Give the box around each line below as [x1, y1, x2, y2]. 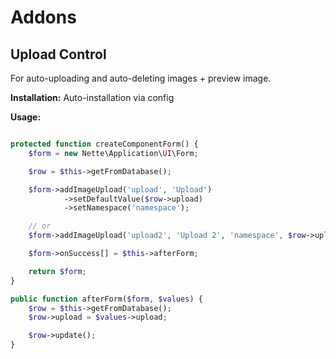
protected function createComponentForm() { [10, 139, 199, 149]
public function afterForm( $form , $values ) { [10, 294, 203, 304]
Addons [10, 6, 77, 29]
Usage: [10, 111, 42, 123]
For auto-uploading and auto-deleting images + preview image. [10, 72, 272, 84]
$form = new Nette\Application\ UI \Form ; [28, 148, 199, 158]
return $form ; [28, 266, 87, 276]
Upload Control [10, 46, 107, 63]
